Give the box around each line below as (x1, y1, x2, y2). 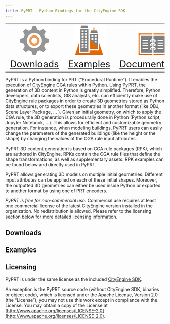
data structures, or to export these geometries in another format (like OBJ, (5, 103, 160, 110)
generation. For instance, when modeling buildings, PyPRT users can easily (5, 125, 162, 131)
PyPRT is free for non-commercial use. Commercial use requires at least (5, 198, 156, 204)
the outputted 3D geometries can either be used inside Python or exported (5, 183, 161, 189)
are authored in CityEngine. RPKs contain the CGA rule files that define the (5, 151, 160, 157)
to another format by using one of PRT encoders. (5, 188, 108, 194)
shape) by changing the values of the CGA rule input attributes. (5, 136, 137, 142)
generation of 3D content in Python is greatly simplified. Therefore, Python (5, 87, 161, 93)
